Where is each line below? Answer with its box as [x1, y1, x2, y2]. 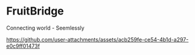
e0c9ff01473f [6, 42, 40, 50]
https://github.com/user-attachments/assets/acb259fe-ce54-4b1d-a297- [6, 36, 189, 43]
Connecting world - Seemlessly [6, 24, 85, 31]
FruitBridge [6, 4, 65, 18]
